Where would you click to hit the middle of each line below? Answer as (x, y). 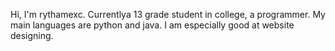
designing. (32, 35)
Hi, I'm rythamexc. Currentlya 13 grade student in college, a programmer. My (168, 14)
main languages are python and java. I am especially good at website (152, 25)
